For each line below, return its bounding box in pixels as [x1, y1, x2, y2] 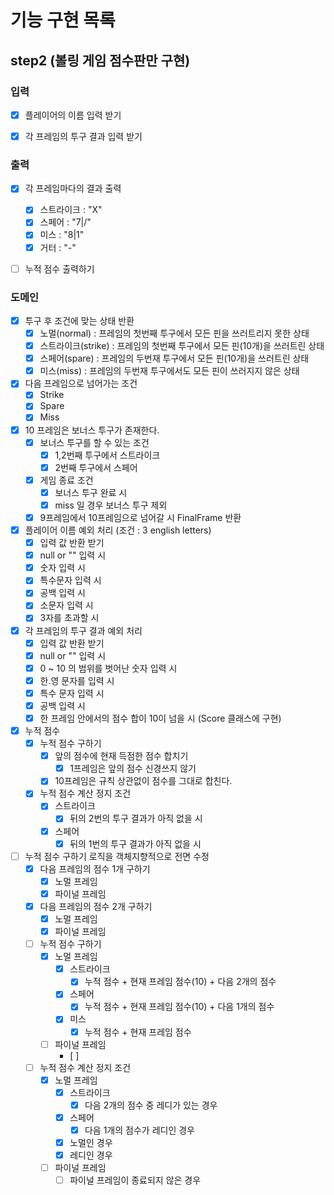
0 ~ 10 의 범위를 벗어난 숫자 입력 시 [39, 662, 178, 674]
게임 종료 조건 [39, 474, 94, 486]
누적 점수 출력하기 [24, 262, 95, 275]
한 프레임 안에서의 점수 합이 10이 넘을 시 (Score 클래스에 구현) [39, 712, 282, 724]
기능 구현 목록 [10, 9, 116, 32]
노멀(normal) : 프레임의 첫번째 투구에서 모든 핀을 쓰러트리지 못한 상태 [39, 327, 310, 340]
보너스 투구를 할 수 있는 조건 [39, 436, 150, 448]
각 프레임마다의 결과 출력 [24, 182, 122, 195]
